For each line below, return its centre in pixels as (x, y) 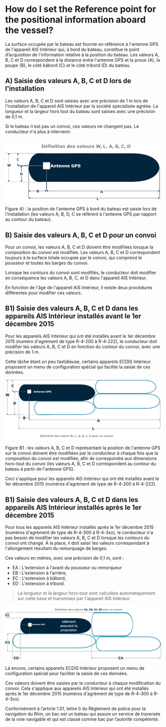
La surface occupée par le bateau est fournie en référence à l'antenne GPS (82, 44)
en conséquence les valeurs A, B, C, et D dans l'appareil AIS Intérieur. (76, 278)
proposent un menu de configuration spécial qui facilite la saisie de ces (78, 366)
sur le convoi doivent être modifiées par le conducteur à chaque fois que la (82, 453)
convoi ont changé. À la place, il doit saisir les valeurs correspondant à (77, 543)
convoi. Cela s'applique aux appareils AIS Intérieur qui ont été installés (77, 689)
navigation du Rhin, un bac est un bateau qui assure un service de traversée (83, 714)
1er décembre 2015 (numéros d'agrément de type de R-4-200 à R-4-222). (81, 484)
